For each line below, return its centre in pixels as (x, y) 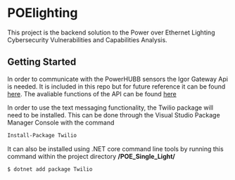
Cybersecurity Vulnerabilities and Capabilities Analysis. (87, 39)
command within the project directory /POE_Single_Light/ (91, 156)
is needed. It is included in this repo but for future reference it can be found (116, 86)
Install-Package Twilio (42, 135)
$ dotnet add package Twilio (50, 169)
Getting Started (42, 62)
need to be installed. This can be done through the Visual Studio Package (114, 115)
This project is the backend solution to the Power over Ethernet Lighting (111, 32)
